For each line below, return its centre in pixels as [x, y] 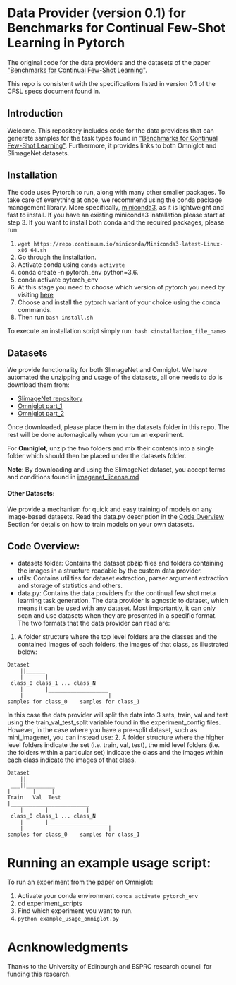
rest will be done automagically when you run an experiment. [96, 435]
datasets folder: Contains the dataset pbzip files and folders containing [120, 563]
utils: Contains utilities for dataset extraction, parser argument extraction [123, 578]
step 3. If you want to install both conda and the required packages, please [116, 222]
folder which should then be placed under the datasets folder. [97, 456]
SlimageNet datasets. [38, 153]
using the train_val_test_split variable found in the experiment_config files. [114, 722]
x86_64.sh [32, 250]
